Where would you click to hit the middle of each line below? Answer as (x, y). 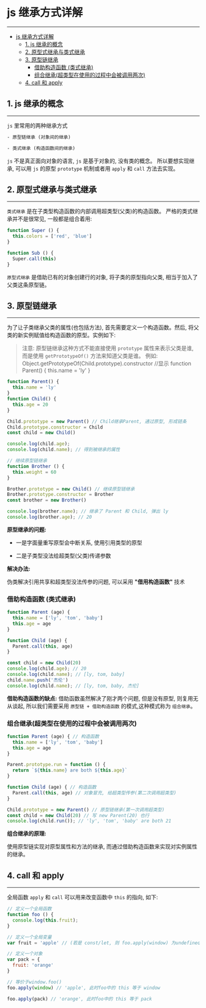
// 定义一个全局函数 (29, 909)
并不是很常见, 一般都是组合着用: (52, 219)
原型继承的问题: (27, 529)
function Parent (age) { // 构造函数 (53, 736)
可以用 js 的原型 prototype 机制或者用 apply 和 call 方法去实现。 (97, 168)
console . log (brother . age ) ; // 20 (50, 517)
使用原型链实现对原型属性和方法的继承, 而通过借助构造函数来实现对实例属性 (102, 847)
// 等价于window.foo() (35, 982)
